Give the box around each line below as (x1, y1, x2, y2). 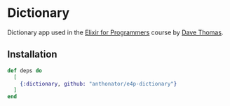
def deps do (7, 67, 42, 74)
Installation (7, 48, 57, 60)
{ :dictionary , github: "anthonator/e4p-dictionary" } (20, 80, 177, 87)
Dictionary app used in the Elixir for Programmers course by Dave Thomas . (7, 28, 224, 37)
